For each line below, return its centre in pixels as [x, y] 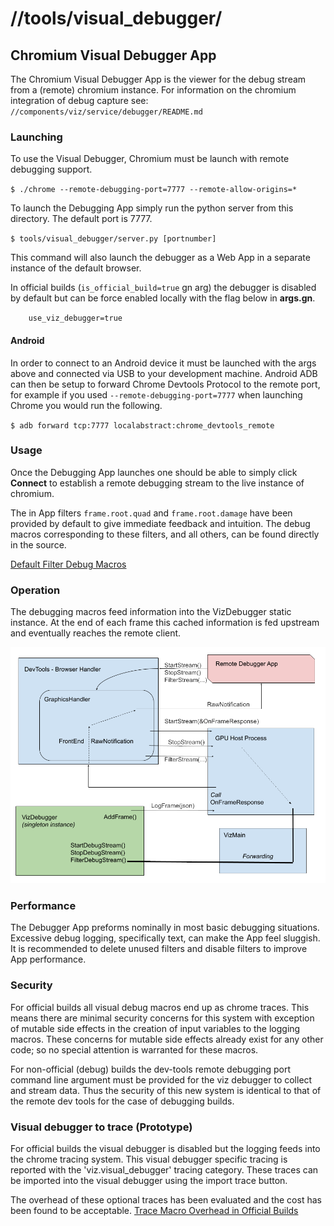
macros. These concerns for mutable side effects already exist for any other [167, 1039]
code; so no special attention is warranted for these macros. [134, 1049]
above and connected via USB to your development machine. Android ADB [164, 373]
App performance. [48, 959]
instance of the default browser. [76, 268]
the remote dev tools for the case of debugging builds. [122, 1101]
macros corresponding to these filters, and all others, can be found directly [165, 534]
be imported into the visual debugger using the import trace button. [149, 1180]
